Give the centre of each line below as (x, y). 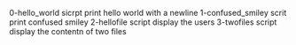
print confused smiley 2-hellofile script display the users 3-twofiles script (143, 22)
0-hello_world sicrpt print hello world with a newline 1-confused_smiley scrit (148, 13)
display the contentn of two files (68, 31)
